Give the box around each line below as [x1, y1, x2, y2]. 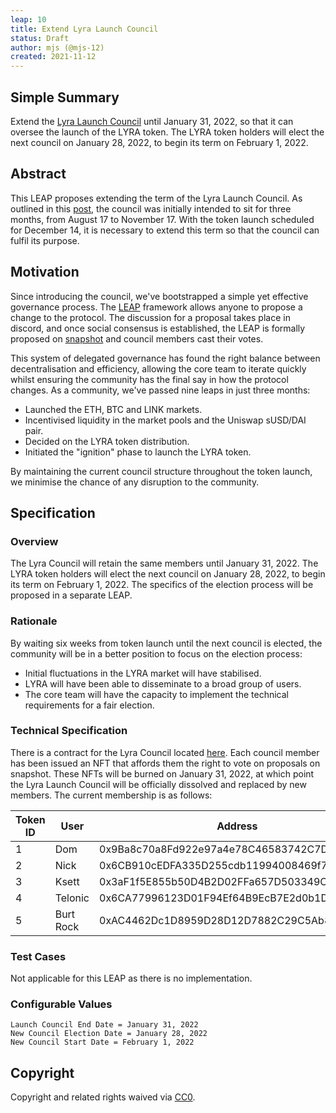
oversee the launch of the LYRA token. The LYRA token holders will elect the [10, 126, 325, 138]
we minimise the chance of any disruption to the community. [10, 476, 260, 488]
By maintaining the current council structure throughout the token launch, [10, 465, 313, 477]
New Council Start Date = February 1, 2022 [10, 1037, 195, 1048]
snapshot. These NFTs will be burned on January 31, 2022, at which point [10, 767, 315, 780]
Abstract [10, 166, 67, 183]
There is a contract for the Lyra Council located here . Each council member [10, 746, 320, 758]
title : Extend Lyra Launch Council [10, 24, 159, 34]
